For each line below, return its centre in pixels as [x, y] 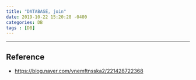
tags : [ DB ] [20, 28]
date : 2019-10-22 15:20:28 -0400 [47, 17]
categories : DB [24, 22]
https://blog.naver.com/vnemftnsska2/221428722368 [79, 71]
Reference [25, 57]
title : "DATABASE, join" [36, 11]
